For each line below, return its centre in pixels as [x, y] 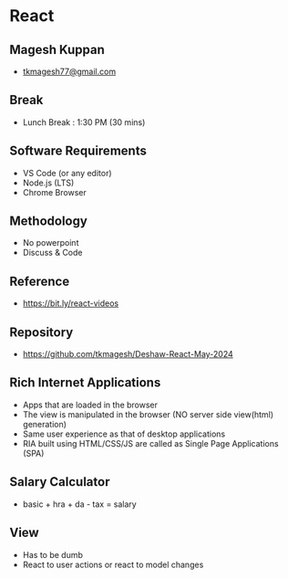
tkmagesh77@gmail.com [69, 71]
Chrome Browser [54, 192]
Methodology [49, 221]
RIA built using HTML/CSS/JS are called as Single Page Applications [151, 443]
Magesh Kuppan [57, 50]
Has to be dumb [53, 554]
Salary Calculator [60, 482]
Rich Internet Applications [85, 383]
